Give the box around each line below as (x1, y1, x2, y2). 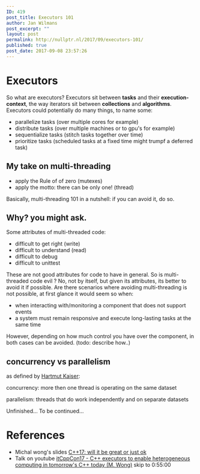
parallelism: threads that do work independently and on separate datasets (6, 396, 189, 403)
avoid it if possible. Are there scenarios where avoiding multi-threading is (6, 284, 187, 291)
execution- (161, 94, 189, 101)
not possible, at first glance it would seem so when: (6, 290, 134, 298)
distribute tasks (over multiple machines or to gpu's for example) (14, 125, 175, 132)
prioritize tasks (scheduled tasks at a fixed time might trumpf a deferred (14, 137, 193, 144)
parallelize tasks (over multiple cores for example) (14, 118, 139, 125)
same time (14, 321, 41, 328)
